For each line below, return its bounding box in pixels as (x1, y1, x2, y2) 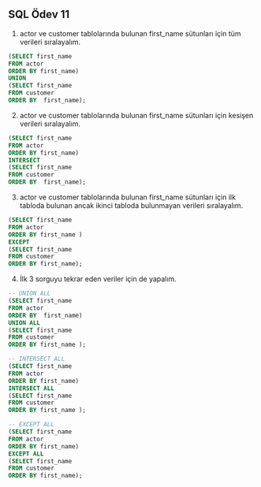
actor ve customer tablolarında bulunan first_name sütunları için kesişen (19, 110, 254, 120)
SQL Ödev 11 (8, 8, 70, 21)
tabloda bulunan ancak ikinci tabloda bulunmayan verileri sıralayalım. (19, 201, 244, 210)
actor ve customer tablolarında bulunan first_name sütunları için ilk (19, 192, 237, 202)
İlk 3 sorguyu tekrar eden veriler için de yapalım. (19, 274, 177, 284)
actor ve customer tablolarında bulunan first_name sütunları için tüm (19, 28, 242, 38)
